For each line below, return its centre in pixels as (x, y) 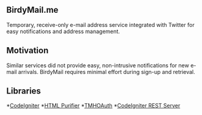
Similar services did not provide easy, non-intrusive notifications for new (98, 65)
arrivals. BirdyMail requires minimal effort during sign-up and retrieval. (107, 72)
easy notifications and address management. (63, 31)
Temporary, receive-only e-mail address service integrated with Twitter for (100, 24)
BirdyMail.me (32, 10)
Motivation (28, 50)
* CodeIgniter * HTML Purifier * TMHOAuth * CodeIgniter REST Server (93, 106)
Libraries (24, 91)
